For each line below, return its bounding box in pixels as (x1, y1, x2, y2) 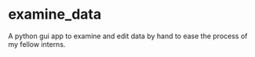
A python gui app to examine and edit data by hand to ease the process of (8, 31, 248, 41)
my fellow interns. (8, 39, 66, 48)
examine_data (8, 5, 102, 23)
